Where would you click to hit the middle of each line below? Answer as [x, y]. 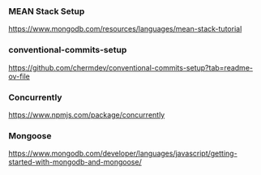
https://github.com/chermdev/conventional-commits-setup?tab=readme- [131, 67]
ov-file [19, 76]
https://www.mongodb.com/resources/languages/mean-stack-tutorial [125, 29]
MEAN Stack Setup [47, 11]
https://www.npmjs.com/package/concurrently [87, 114]
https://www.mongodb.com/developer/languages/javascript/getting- [123, 154]
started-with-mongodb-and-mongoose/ [75, 162]
